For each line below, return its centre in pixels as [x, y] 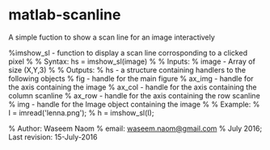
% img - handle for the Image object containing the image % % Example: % [134, 104]
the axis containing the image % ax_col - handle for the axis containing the [133, 87]
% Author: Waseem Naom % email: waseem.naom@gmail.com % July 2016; [135, 128]
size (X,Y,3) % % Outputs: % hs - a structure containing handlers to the [127, 69]
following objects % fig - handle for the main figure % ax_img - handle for [131, 78]
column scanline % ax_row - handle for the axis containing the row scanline [134, 95]
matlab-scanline [65, 15]
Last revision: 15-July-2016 [53, 137]
